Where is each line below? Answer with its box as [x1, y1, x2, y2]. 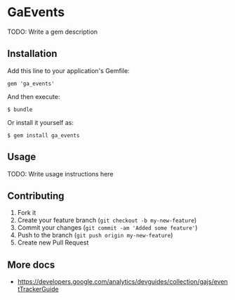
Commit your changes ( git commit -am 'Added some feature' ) [17, 223, 198, 232]
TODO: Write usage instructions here [7, 169, 114, 178]
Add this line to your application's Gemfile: [7, 66, 130, 74]
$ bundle [7, 106, 33, 113]
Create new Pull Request [17, 238, 89, 247]
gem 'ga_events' [7, 80, 55, 87]
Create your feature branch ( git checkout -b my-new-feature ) [17, 216, 197, 225]
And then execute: [7, 92, 60, 100]
